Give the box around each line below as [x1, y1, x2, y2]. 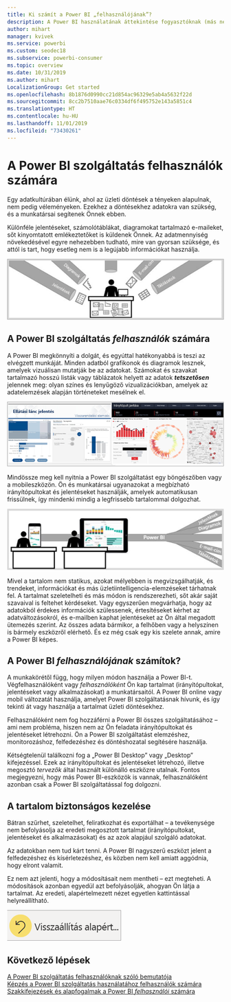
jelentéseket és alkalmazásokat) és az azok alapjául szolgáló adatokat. [7, 833, 207, 842]
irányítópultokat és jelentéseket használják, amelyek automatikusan [7, 487, 198, 495]
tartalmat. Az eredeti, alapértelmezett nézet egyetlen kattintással [7, 889, 190, 897]
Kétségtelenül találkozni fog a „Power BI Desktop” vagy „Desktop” [7, 751, 194, 760]
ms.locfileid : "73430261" [7, 127, 81, 134]
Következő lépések [7, 954, 91, 966]
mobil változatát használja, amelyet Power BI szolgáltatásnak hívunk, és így [7, 695, 220, 703]
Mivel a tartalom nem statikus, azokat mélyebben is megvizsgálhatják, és [7, 577, 214, 585]
